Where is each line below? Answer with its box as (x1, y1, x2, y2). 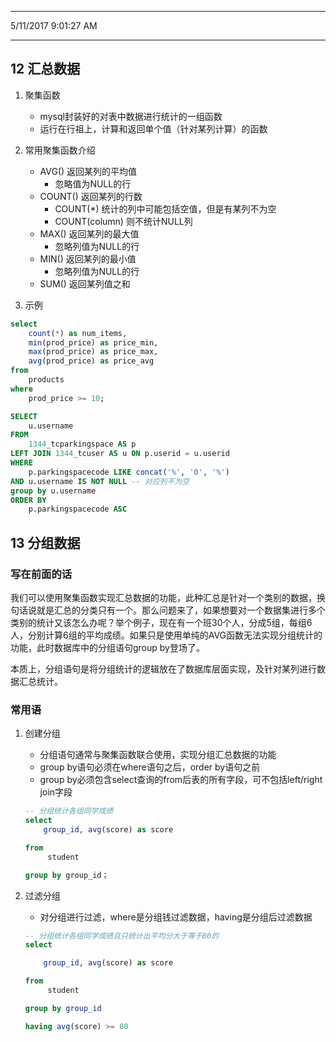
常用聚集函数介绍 (24, 144, 96, 156)
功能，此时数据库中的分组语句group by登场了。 (10, 642, 205, 653)
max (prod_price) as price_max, (28, 347, 159, 357)
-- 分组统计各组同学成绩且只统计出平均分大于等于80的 (24, 931, 220, 941)
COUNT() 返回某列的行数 (39, 190, 143, 202)
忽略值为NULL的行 (54, 177, 132, 190)
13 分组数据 (10, 534, 81, 551)
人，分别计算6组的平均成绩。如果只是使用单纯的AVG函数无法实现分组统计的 (10, 629, 323, 641)
